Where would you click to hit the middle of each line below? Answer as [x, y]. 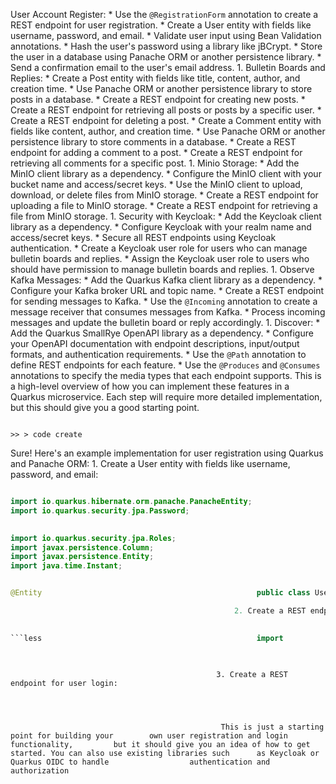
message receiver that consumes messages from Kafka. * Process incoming [168, 312]
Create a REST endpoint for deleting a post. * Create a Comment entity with [166, 120]
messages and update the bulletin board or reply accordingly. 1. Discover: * [165, 322]
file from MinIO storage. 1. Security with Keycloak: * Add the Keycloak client [166, 216]
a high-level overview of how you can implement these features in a [150, 386]
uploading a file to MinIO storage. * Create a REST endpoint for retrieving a [164, 205]
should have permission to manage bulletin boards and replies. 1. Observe [162, 269]
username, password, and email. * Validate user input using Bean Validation [166, 35]
